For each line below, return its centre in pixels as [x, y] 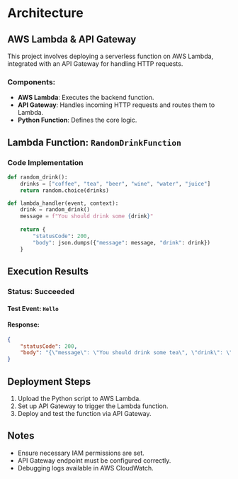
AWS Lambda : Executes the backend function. [86, 98]
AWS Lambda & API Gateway [72, 39]
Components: [32, 81]
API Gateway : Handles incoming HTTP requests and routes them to [116, 105]
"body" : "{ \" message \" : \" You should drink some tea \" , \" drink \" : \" [126, 353]
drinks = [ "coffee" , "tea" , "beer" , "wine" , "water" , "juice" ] [115, 184]
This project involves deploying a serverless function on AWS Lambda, [110, 56]
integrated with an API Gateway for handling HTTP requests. [95, 64]
